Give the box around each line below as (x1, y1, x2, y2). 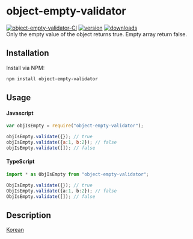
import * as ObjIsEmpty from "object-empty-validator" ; (6, 171, 149, 177)
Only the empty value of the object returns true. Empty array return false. (6, 30, 188, 37)
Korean (6, 226, 24, 234)
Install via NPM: (6, 64, 45, 71)
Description (6, 210, 51, 220)
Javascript (6, 109, 34, 116)
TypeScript (6, 158, 35, 165)
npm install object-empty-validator (6, 75, 98, 82)
